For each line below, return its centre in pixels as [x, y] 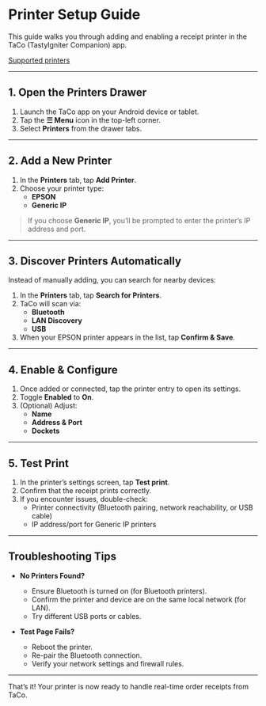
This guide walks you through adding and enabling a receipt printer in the [128, 36]
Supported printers [39, 60]
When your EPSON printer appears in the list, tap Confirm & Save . [127, 337]
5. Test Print [38, 463]
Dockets [46, 431]
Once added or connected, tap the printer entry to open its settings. [130, 389]
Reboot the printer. [62, 647]
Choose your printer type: [62, 188]
